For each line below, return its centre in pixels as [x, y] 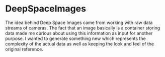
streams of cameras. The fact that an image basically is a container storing [83, 27]
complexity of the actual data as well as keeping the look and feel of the [80, 43]
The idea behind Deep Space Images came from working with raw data [79, 22]
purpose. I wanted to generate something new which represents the [75, 38]
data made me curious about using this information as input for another [79, 33]
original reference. [24, 49]
